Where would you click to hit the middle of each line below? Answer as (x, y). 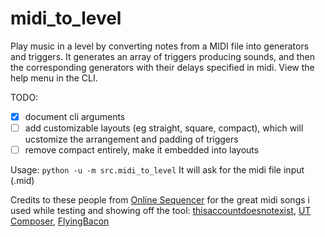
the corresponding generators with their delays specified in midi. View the (162, 67)
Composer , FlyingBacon (60, 221)
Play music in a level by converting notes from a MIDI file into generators (160, 46)
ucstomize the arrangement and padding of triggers (131, 139)
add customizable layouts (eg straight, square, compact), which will (164, 128)
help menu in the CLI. (54, 78)
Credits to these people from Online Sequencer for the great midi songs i (160, 200)
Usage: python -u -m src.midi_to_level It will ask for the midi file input (157, 170)
